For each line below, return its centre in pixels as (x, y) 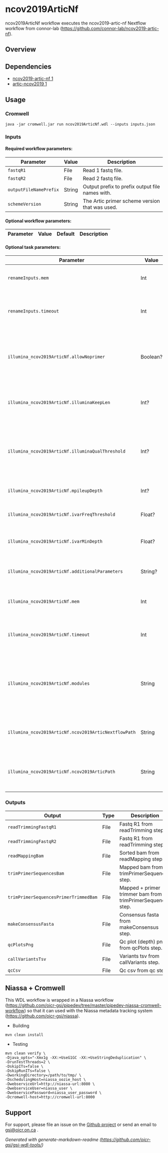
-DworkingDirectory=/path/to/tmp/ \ (43, 1075)
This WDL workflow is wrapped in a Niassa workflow (59, 1000)
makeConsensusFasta (31, 924)
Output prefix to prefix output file (121, 186)
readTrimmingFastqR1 (32, 827)
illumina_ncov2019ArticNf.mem (44, 602)
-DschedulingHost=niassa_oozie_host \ (45, 1080)
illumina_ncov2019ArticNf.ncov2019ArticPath (61, 772)
